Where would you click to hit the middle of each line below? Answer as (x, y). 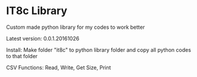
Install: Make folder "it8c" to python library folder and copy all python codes (98, 50)
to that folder (22, 56)
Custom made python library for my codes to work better (75, 27)
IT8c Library (37, 11)
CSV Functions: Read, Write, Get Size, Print (59, 67)
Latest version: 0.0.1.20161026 (43, 38)
